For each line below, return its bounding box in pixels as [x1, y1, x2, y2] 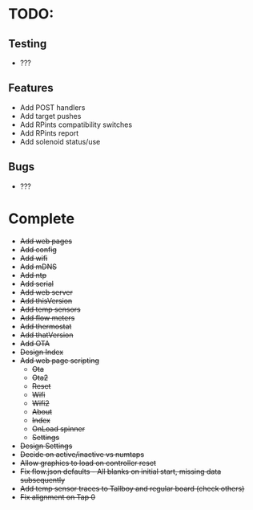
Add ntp [19, 270, 46, 279]
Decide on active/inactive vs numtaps [19, 449, 145, 459]
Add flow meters [19, 312, 75, 322]
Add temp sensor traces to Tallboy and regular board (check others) [19, 483, 245, 493]
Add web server [19, 287, 74, 297]
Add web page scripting [19, 355, 100, 365]
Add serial [19, 279, 54, 288]
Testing [8, 37, 47, 51]
